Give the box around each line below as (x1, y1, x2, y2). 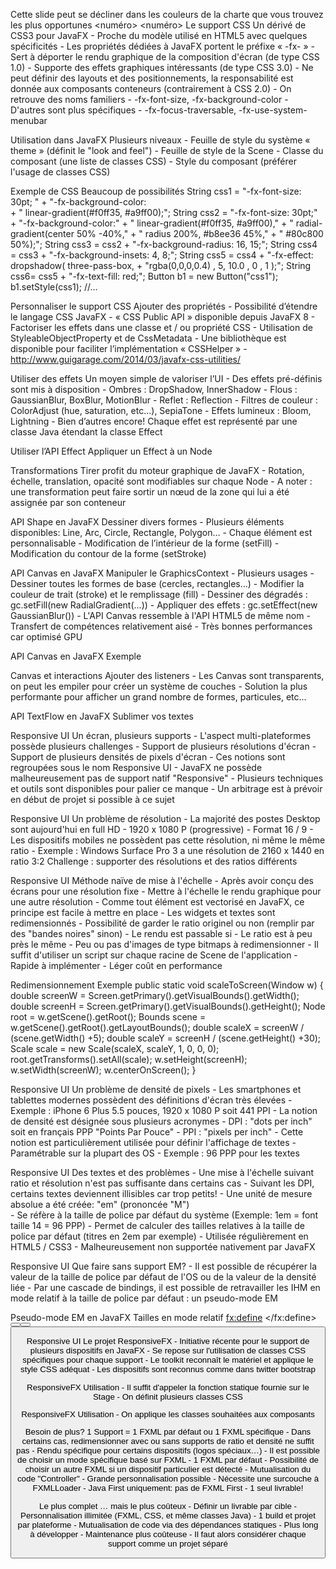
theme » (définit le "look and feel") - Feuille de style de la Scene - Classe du (10, 145, 324, 156)
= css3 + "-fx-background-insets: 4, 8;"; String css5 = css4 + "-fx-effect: (10, 249, 314, 261)
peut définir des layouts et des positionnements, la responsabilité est (10, 72, 294, 84)
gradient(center (10, 228, 75, 239)
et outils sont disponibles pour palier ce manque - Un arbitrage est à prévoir (10, 783, 323, 794)
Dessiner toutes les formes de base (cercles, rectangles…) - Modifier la (10, 578, 305, 589)
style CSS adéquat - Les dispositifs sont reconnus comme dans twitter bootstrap (20, 1364, 316, 1375)
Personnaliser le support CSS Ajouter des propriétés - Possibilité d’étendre (10, 300, 318, 312)
